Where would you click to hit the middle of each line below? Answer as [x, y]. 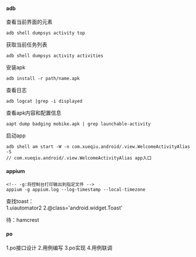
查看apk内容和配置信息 [34, 113]
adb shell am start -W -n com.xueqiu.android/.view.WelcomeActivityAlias [98, 147]
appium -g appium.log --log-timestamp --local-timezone [76, 190]
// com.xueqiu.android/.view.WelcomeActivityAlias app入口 [79, 158]
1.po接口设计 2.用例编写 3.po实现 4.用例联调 [59, 248]
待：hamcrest [23, 220]
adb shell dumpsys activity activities [55, 56]
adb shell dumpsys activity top [45, 33]
